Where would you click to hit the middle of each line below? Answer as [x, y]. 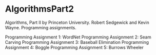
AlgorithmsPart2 [39, 9]
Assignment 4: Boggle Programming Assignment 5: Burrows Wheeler [74, 47]
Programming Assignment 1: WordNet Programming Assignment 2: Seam [78, 37]
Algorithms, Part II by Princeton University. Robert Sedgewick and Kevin [77, 22]
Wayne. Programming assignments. [41, 27]
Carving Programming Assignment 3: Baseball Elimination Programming [77, 42]
